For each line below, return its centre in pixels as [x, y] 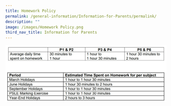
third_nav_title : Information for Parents [51, 33]
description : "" [23, 22]
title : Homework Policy [31, 11]
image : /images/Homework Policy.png [44, 27]
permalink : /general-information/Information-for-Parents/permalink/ [81, 16]
